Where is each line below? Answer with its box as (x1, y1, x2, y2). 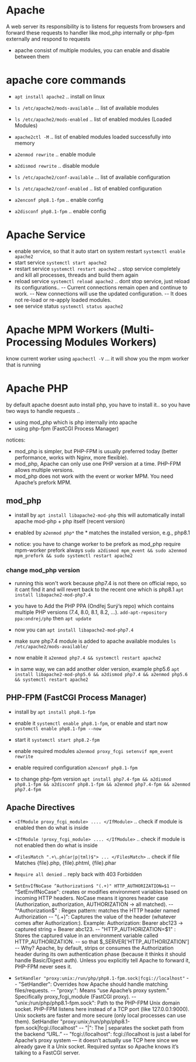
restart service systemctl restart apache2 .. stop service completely (14, 265, 181, 272)
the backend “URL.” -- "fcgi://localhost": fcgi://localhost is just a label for (14, 1030, 191, 1038)
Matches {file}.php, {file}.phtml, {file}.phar (14, 860, 116, 867)
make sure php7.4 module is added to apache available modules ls (14, 637, 177, 644)
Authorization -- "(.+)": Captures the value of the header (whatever (14, 913, 177, 921)
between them (14, 53, 50, 60)
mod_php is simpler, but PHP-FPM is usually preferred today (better (14, 447, 178, 454)
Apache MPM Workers (6, 323, 118, 336)
